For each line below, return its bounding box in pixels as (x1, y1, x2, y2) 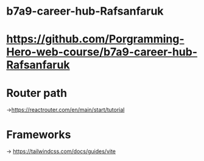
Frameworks (6, 127, 71, 141)
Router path (6, 86, 68, 100)
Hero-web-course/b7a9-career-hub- (6, 45, 198, 59)
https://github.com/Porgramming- (6, 32, 185, 46)
